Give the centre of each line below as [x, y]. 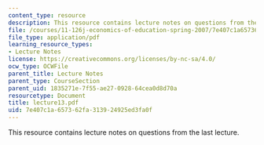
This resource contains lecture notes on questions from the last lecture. [124, 132]
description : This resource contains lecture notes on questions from [126, 23]
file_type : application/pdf [54, 37]
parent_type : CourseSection [54, 81]
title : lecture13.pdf [44, 103]
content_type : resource [47, 15]
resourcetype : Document [47, 96]
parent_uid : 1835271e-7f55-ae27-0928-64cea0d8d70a [93, 88]
